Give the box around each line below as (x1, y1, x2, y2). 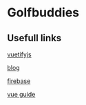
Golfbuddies (7, 5, 80, 21)
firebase (7, 77, 31, 85)
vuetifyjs (7, 50, 32, 58)
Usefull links (7, 32, 62, 44)
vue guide (7, 91, 36, 98)
